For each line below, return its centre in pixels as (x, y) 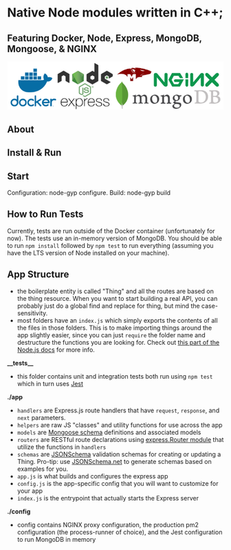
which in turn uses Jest (50, 383)
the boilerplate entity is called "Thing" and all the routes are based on (115, 291)
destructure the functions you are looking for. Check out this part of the (118, 342)
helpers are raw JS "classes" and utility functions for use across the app (120, 425)
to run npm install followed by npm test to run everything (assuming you (111, 245)
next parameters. (41, 417)
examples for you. (43, 469)
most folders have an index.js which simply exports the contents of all (117, 320)
